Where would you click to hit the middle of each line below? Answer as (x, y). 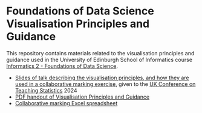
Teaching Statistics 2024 (46, 90)
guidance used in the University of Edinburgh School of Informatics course (99, 60)
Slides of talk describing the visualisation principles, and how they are (102, 78)
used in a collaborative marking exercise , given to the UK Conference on (105, 84)
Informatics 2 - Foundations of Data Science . (62, 66)
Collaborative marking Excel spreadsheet (66, 103)
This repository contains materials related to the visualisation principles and (100, 53)
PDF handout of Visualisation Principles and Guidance (82, 97)
